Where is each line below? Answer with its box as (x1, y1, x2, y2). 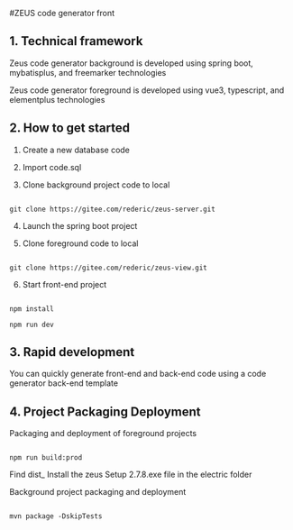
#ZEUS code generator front (9, 8, 115, 18)
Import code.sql (22, 161, 82, 172)
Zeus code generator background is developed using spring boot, (9, 58, 254, 69)
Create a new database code (22, 144, 131, 155)
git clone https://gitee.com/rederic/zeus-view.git (9, 263, 207, 272)
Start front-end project (22, 279, 107, 289)
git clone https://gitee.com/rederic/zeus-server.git (9, 205, 216, 214)
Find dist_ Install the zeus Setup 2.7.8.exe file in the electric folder (9, 469, 252, 480)
